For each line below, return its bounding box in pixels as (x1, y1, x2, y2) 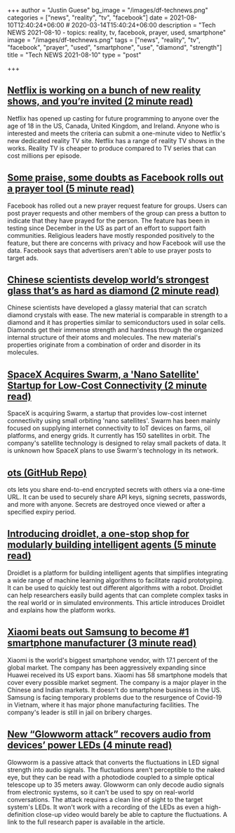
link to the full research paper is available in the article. (7, 818, 166, 826)
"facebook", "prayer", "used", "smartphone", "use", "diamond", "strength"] (7, 44, 222, 51)
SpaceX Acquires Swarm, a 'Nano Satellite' (7, 368, 200, 380)
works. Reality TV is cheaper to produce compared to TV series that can (7, 144, 216, 152)
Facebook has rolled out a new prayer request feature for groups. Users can (7, 201, 227, 210)
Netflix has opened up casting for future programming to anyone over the (7, 114, 220, 122)
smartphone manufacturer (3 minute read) (7, 637, 197, 649)
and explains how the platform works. (7, 606, 116, 614)
